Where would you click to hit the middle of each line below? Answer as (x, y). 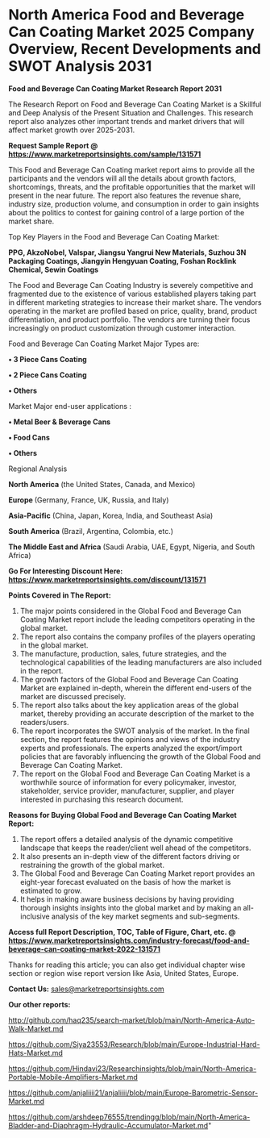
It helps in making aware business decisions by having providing (127, 899)
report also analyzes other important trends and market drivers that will (127, 121)
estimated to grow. (51, 890)
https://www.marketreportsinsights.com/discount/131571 (107, 579)
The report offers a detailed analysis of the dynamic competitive (127, 839)
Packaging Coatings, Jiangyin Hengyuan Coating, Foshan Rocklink (123, 261)
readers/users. (44, 722)
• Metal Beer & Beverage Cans (60, 422)
